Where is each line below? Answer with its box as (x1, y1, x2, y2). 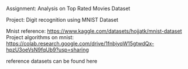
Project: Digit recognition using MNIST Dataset (6, 16, 119, 23)
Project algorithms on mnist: (6, 34, 74, 40)
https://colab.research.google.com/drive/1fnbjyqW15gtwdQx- (6, 40, 154, 47)
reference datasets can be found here (6, 58, 98, 64)
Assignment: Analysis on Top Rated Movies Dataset (6, 5, 131, 12)
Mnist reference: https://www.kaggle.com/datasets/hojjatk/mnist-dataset (6, 27, 182, 34)
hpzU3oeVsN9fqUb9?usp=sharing (6, 46, 89, 53)
